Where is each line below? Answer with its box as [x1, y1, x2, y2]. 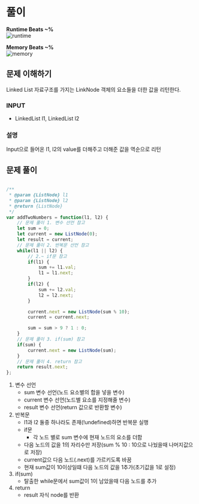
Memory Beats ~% [6, 43, 54, 51]
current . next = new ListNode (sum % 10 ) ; [28, 309, 130, 315]
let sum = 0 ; [17, 225, 50, 231]
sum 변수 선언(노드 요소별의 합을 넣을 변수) [23, 389, 125, 396]
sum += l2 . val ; [38, 286, 77, 292]
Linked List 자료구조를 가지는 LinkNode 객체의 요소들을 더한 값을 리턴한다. [6, 86, 181, 93]
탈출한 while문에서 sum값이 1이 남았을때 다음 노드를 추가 [23, 478, 157, 485]
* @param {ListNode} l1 [8, 192, 68, 198]
